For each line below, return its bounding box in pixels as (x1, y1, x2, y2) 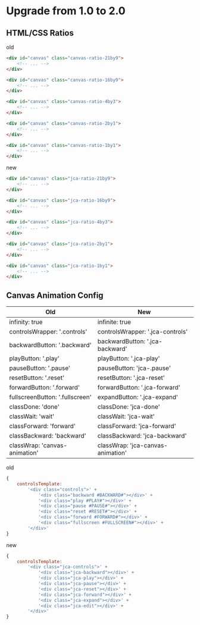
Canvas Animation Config (6, 290, 104, 300)
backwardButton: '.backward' (9, 341, 92, 349)
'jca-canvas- (130, 441, 168, 450)
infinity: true (9, 318, 43, 326)
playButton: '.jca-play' (97, 354, 160, 363)
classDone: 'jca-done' (97, 403, 161, 411)
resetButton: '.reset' (9, 373, 64, 382)
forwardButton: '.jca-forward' (97, 384, 180, 392)
